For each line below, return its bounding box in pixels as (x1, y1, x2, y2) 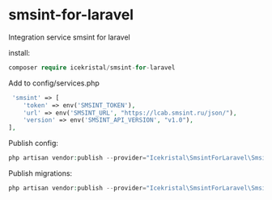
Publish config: (8, 139, 59, 148)
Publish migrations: (8, 169, 73, 178)
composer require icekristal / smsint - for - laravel (8, 63, 176, 72)
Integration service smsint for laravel (8, 32, 131, 42)
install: (8, 48, 31, 57)
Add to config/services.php (8, 78, 100, 88)
